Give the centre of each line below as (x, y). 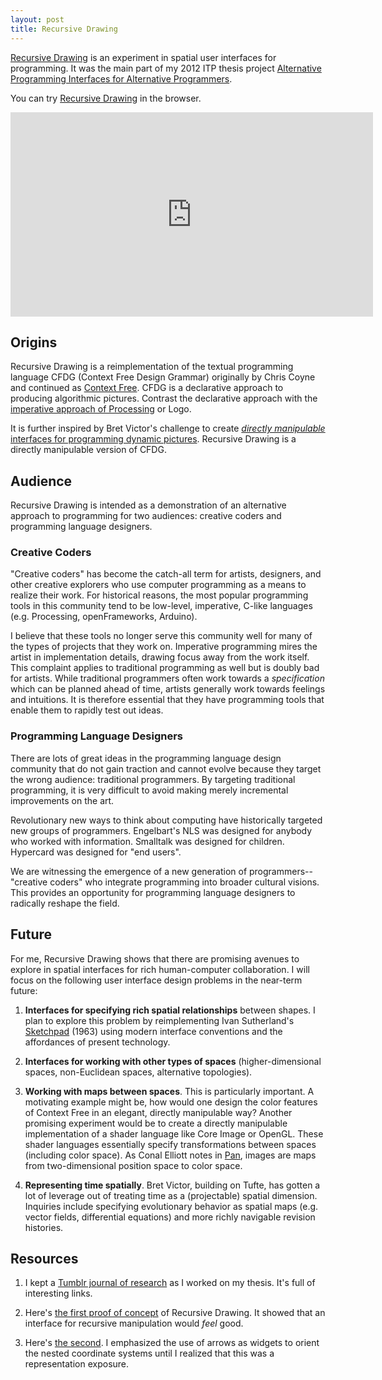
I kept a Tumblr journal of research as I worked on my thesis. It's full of (170, 1283)
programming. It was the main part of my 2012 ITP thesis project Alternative (166, 68)
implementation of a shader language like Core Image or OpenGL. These (174, 1133)
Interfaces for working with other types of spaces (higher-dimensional (173, 1061)
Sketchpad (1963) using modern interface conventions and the (153, 1031)
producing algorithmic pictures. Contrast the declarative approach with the (164, 398)
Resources (44, 1258)
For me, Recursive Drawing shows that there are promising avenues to (155, 958)
